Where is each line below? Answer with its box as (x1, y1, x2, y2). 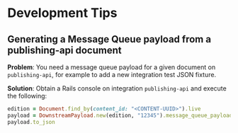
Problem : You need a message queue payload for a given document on (7, 63, 216, 71)
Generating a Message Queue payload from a (7, 33, 211, 45)
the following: (7, 92, 47, 100)
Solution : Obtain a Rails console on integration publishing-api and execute (7, 84, 227, 93)
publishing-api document (7, 44, 122, 56)
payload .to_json (7, 118, 55, 125)
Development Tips (7, 5, 118, 21)
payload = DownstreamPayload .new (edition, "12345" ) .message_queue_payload (7, 112, 233, 119)
